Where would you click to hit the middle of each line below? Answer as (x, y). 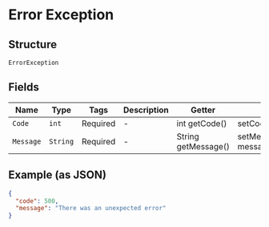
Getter (203, 110)
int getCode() (202, 124)
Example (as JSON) (57, 175)
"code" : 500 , (37, 201)
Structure (33, 45)
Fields (24, 87)
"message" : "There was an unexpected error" (91, 209)
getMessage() (203, 146)
